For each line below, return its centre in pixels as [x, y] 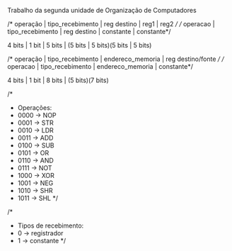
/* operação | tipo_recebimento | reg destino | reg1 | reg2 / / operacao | [111, 24]
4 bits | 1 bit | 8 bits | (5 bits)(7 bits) [58, 80]
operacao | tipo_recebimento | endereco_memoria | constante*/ [100, 66]
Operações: [35, 108]
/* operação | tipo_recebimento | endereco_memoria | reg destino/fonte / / [116, 59]
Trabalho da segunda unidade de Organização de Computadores [102, 10]
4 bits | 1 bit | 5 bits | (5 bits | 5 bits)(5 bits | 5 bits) [80, 45]
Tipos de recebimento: [51, 225]
